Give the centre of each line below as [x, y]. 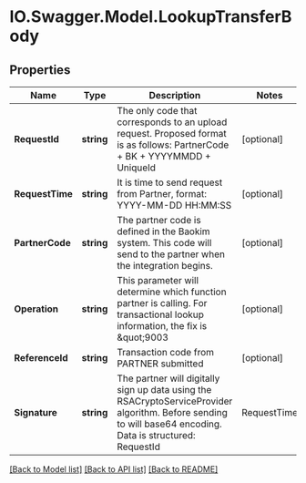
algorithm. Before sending [172, 412]
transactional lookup [161, 314]
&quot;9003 [143, 337]
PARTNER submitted [160, 364]
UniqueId [137, 168]
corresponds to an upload [172, 122]
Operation [36, 309]
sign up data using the [164, 390]
